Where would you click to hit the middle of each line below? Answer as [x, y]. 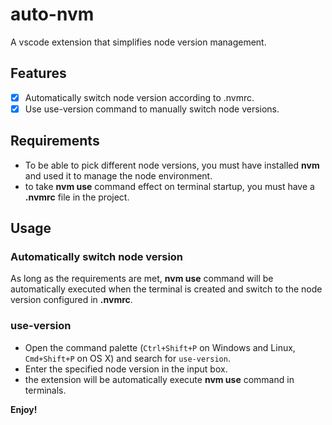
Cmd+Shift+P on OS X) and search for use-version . [127, 358]
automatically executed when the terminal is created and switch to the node [166, 289]
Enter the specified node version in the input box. [126, 369]
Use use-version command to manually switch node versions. [152, 109]
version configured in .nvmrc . [71, 300]
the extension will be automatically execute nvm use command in [159, 379]
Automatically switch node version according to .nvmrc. [139, 97]
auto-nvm [52, 14]
